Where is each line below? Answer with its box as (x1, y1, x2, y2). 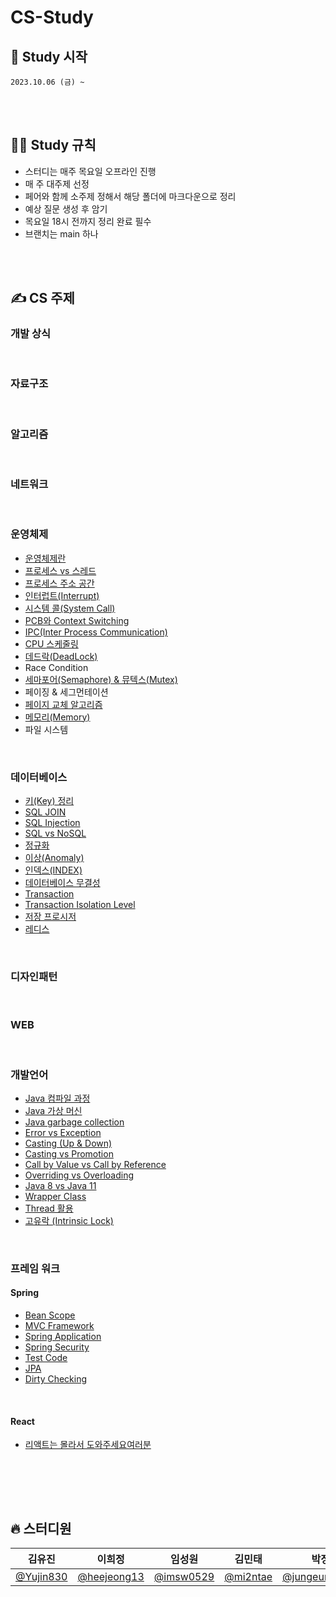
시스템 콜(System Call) (24, 602, 116, 614)
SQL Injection (24, 816, 81, 828)
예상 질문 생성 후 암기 (24, 202, 108, 215)
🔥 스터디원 (10, 1520, 72, 1537)
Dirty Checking (24, 1373, 88, 1385)
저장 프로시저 (24, 910, 77, 922)
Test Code (24, 1352, 68, 1363)
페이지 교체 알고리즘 (24, 698, 103, 710)
